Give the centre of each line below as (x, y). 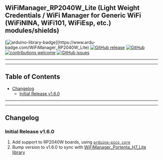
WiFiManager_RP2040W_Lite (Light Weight (72, 8)
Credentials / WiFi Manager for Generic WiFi (73, 16)
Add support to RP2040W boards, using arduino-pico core (71, 142)
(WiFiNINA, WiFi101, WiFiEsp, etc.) (58, 23)
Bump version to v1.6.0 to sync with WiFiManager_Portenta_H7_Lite (79, 147)
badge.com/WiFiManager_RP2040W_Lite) (47, 47)
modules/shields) (32, 31)
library (18, 152)
